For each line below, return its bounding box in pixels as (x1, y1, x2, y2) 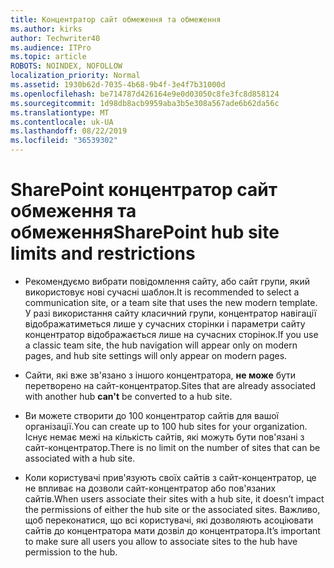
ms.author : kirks (10, 24, 83, 34)
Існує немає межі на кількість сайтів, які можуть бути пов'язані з (24, 431, 305, 443)
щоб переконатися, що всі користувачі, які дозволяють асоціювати (24, 514, 314, 526)
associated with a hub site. (24, 452, 136, 464)
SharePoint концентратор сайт (10, 179, 278, 201)
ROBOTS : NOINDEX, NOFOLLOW (10, 61, 123, 71)
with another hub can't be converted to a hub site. (24, 390, 233, 402)
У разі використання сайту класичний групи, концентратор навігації (24, 307, 317, 319)
